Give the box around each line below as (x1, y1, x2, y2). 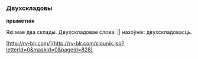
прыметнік (6, 18, 35, 25)
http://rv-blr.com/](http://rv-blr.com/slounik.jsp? (8, 40, 125, 47)
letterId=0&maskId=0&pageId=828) (6, 46, 93, 53)
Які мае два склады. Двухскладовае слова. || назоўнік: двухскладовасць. (6, 29, 193, 36)
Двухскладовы (6, 4, 53, 12)
